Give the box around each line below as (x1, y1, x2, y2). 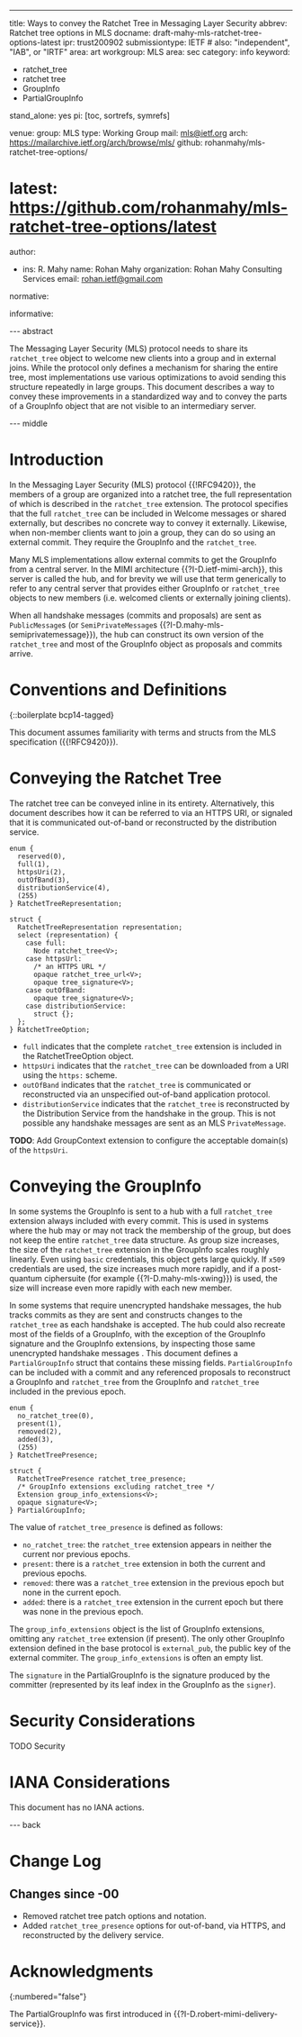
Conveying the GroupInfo (9, 1176, 202, 1196)
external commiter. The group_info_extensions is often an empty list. (9, 1652, 263, 1662)
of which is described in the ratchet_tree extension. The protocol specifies (9, 498, 289, 509)
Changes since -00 (9, 1887, 120, 1902)
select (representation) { (17, 930, 119, 939)
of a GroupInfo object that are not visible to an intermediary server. (9, 400, 257, 411)
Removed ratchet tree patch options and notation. (22, 1910, 207, 1921)
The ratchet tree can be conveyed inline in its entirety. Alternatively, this (9, 798, 275, 809)
